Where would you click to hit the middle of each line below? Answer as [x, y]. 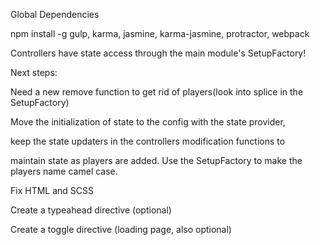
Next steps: [34, 72]
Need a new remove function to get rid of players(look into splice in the [157, 92]
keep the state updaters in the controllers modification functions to [148, 141]
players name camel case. [64, 171]
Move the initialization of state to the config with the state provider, [148, 122]
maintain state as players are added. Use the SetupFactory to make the [156, 160]
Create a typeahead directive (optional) [91, 210]
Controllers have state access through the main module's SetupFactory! [158, 53]
